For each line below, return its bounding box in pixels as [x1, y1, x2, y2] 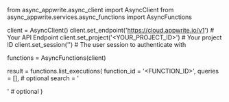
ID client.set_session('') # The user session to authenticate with [7, 41, 186, 48]
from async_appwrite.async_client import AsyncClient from [7, 6, 174, 14]
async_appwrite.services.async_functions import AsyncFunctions [7, 13, 192, 21]
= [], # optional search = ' [7, 74, 80, 82]
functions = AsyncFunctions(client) [7, 54, 106, 62]
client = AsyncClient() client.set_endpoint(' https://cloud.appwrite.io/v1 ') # [7, 27, 215, 34]
